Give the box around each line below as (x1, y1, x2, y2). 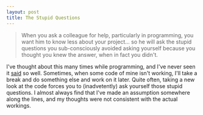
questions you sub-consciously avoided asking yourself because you (21, 44, 196, 52)
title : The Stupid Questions (6, 15, 80, 21)
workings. (6, 102, 32, 109)
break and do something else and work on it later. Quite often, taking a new (6, 76, 195, 83)
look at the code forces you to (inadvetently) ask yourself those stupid (6, 82, 183, 89)
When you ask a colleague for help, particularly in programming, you (21, 31, 194, 39)
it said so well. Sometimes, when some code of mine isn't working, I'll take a (6, 69, 198, 76)
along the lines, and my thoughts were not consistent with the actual (6, 95, 178, 103)
